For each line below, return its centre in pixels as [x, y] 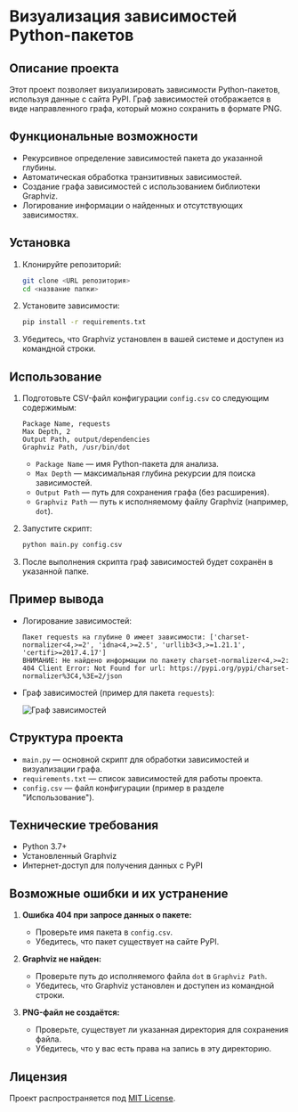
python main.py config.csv [72, 545]
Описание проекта [64, 68]
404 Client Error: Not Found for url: [94, 668]
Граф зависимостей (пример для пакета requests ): [118, 692]
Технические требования [84, 825]
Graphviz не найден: [62, 959]
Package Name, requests [66, 424]
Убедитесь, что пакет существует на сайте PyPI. [127, 942]
